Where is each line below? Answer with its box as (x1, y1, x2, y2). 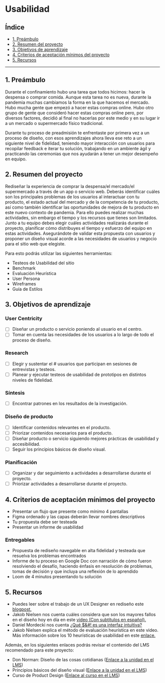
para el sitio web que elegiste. (5, 241, 66, 247)
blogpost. (12, 606, 32, 612)
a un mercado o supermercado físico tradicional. (5, 120, 104, 126)
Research (5, 349, 28, 356)
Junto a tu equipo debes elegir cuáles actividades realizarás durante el (5, 220, 148, 226)
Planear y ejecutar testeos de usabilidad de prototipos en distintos (12, 372, 146, 377)
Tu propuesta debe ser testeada (12, 519, 78, 525)
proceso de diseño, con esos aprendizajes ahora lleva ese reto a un (5, 135, 142, 141)
